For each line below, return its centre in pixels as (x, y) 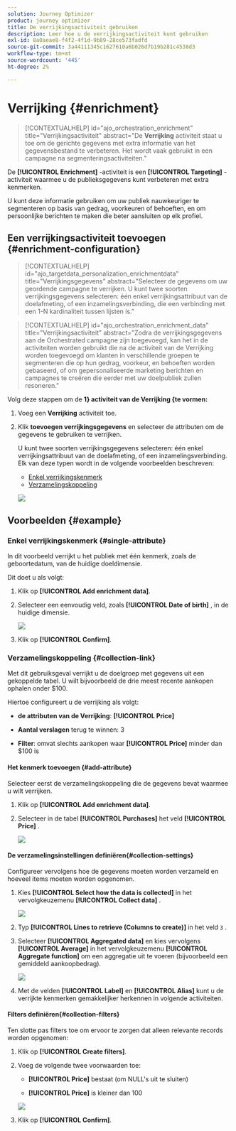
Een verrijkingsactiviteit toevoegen (87, 238)
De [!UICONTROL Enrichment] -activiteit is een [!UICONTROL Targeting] (115, 172)
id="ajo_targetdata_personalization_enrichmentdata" (102, 274)
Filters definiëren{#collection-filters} (64, 1014)
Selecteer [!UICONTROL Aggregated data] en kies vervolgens (109, 941)
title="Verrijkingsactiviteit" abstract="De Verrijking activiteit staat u (123, 135)
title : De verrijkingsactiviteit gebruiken (73, 27)
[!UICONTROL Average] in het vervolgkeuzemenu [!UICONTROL (112, 948)
